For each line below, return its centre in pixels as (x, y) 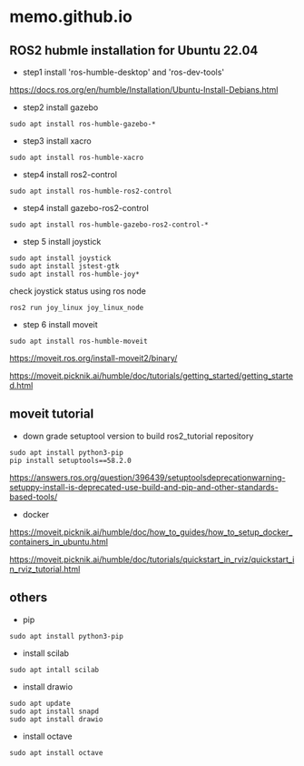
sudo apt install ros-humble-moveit (78, 341)
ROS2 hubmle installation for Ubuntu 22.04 (134, 50)
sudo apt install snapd (54, 711)
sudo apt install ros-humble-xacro (77, 157)
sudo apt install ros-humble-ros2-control (91, 191)
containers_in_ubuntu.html (59, 541)
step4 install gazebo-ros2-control (86, 208)
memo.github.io (71, 17)
